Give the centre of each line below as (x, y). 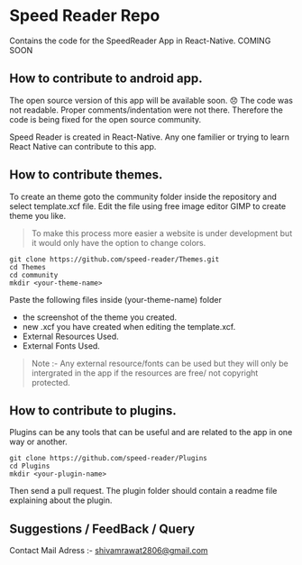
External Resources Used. (70, 336)
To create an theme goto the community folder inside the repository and (143, 196)
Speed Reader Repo (85, 16)
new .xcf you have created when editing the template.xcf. (129, 326)
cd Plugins (30, 466)
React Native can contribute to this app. (83, 146)
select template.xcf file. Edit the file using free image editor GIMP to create (148, 206)
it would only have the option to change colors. (119, 242)
